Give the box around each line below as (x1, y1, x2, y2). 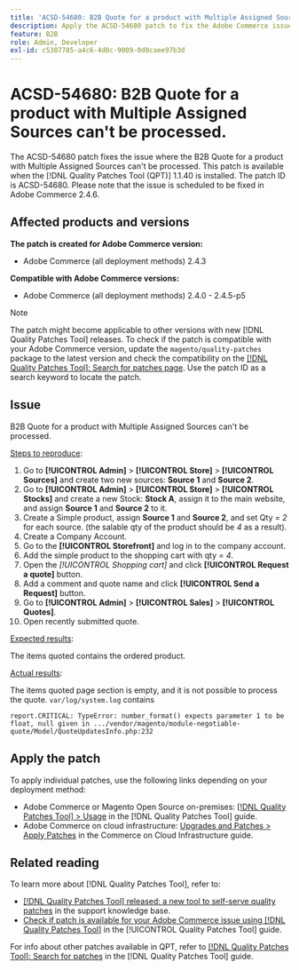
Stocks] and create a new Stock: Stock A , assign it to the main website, (22, 493, 286, 504)
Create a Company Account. (22, 530, 128, 542)
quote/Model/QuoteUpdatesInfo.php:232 (10, 727, 153, 735)
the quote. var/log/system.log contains (10, 694, 154, 704)
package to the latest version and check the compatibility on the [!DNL (10, 353, 269, 363)
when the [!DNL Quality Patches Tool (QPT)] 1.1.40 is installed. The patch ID (10, 171, 287, 181)
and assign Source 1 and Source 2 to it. (22, 503, 168, 513)
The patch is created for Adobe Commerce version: (10, 238, 203, 249)
